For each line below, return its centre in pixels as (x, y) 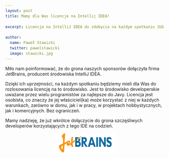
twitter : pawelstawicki (35, 48)
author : (13, 37)
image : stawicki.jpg (31, 53)
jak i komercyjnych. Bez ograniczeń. (43, 110)
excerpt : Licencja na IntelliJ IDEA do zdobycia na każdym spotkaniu (80, 27)
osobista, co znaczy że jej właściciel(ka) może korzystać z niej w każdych (82, 100)
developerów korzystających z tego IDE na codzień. (59, 126)
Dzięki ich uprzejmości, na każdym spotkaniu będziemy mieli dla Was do (81, 84)
